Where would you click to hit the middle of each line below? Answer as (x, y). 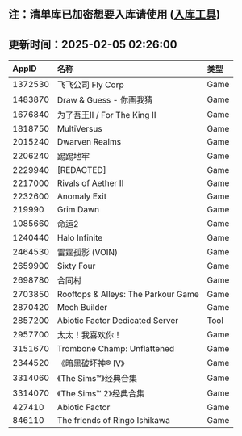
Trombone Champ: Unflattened (116, 349)
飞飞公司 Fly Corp (90, 85)
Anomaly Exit (82, 196)
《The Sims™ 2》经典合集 (101, 394)
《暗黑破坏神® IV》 (91, 363)
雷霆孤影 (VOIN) (88, 253)
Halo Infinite (80, 238)
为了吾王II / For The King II (106, 115)
